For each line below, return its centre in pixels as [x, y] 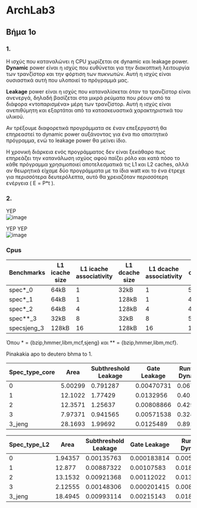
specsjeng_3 [27, 328]
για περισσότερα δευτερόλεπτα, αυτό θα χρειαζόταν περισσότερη [87, 176]
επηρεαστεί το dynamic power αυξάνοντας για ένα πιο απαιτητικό [87, 134]
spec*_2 [21, 309]
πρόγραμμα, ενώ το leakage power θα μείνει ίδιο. [67, 140]
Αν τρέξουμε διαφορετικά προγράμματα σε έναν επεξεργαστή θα [86, 128]
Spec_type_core [32, 372]
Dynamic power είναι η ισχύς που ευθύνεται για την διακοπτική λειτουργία [98, 68]
